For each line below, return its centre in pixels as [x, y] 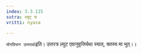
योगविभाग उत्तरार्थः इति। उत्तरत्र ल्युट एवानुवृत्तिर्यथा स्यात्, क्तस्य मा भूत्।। [72, 44]
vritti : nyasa [24, 22]
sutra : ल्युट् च [22, 17]
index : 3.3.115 [25, 11]
